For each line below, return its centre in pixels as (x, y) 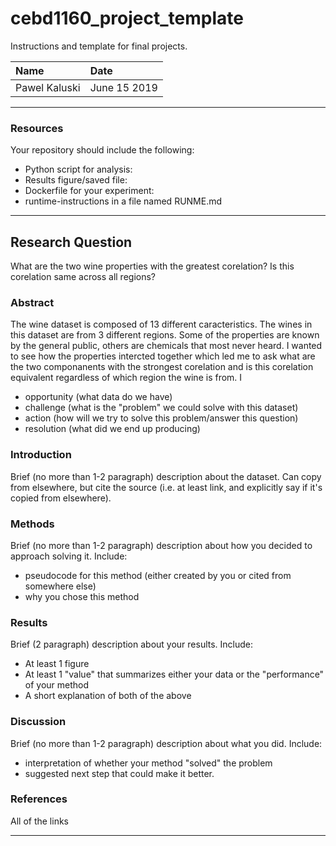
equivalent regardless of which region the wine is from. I (126, 378)
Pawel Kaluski (48, 87)
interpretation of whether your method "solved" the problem (148, 763)
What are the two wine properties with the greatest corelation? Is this (152, 266)
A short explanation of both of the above (108, 696)
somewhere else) (60, 586)
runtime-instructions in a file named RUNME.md (123, 201)
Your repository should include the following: (102, 150)
